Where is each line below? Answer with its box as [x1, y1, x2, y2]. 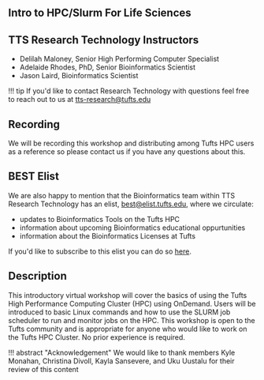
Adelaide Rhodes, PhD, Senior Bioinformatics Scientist [19, 62, 195, 72]
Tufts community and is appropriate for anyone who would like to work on [8, 324, 247, 333]
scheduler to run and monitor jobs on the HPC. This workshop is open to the [8, 315, 255, 325]
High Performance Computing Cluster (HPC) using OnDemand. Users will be [8, 299, 256, 308]
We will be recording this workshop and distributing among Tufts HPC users [8, 138, 255, 149]
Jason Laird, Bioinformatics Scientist [19, 71, 139, 81]
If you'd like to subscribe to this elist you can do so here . [8, 246, 191, 256]
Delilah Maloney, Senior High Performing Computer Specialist [19, 55, 219, 64]
